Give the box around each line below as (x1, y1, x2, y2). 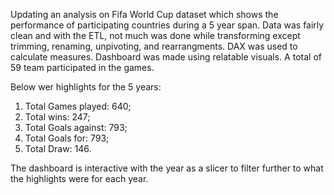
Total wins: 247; (24, 111, 91, 123)
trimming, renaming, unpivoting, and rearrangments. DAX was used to (10, 40, 298, 52)
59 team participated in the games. (10, 62, 155, 73)
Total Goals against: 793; (24, 122, 128, 133)
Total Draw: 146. (24, 143, 92, 154)
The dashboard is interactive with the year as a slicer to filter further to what (10, 162, 324, 174)
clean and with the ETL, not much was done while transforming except (10, 30, 301, 41)
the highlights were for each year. (10, 173, 149, 184)
